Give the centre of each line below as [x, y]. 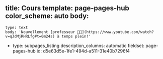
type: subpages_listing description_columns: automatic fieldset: [78, 45]
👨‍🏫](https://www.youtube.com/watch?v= [116, 32]
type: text [17, 27]
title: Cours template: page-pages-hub [67, 8]
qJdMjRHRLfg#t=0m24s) [30, 36]
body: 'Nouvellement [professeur [40, 32]
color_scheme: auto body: [47, 16]
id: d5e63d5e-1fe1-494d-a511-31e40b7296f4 [83, 51]
